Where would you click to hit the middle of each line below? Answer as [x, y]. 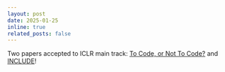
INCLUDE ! [22, 61]
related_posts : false [39, 34]
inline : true [27, 27]
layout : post [27, 14]
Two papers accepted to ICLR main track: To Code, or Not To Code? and [113, 54]
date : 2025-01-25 [33, 20]
